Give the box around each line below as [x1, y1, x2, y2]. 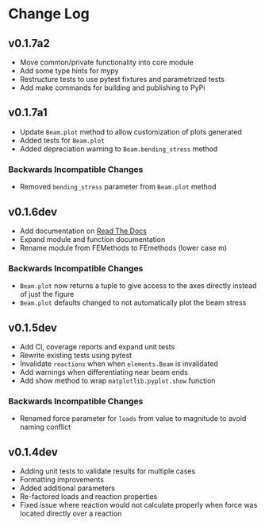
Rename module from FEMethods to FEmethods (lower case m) [19, 243, 228, 252]
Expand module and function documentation [19, 234, 166, 244]
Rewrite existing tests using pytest [19, 351, 132, 360]
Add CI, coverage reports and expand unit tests [19, 342, 175, 352]
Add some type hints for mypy [19, 66, 119, 76]
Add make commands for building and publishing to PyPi [19, 83, 205, 92]
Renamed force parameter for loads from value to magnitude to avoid [19, 414, 247, 423]
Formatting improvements [19, 475, 105, 485]
